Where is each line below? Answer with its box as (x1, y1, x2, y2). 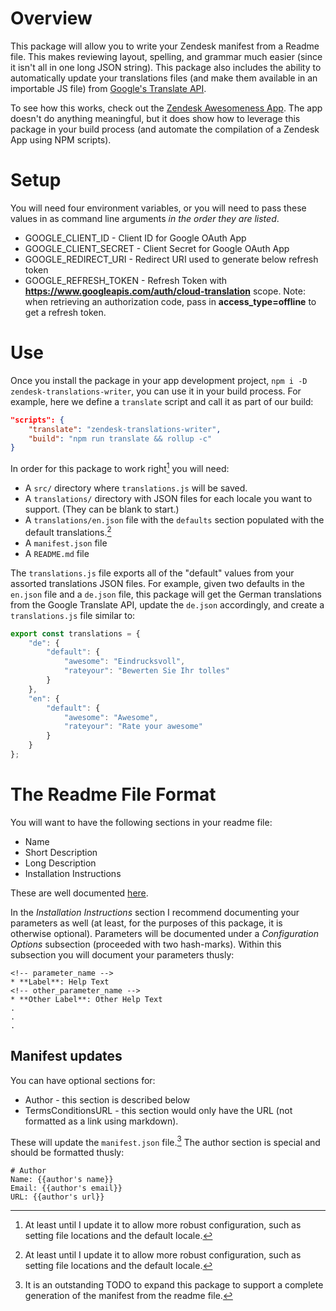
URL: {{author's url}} (10, 1192, 105, 1202)
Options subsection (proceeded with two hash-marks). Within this (10, 938, 282, 950)
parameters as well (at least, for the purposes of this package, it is (10, 917, 283, 929)
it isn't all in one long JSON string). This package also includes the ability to (10, 61, 322, 73)
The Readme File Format (10, 783, 217, 806)
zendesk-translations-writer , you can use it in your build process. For (10, 385, 302, 397)
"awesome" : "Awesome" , (63, 712, 159, 722)
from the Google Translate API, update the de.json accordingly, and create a (10, 598, 325, 611)
